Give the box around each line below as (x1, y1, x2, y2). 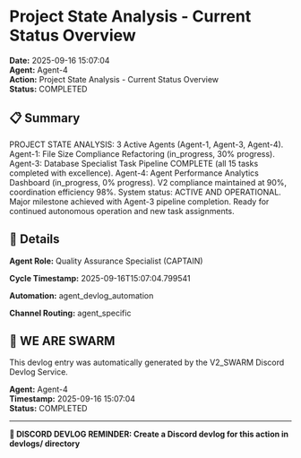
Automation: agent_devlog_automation (9, 289, 154, 301)
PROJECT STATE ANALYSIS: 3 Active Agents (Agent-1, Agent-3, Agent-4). (9, 139, 284, 150)
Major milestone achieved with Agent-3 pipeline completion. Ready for (9, 195, 270, 207)
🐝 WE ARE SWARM (9, 333, 116, 349)
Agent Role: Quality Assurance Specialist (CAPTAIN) (9, 255, 203, 266)
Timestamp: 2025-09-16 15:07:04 (9, 393, 136, 404)
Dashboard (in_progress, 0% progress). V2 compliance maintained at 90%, (9, 177, 288, 187)
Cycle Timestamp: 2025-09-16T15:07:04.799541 (9, 272, 191, 283)
